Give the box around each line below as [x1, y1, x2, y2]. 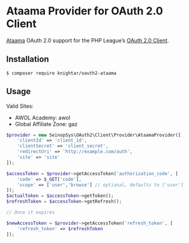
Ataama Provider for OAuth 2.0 [6, 4, 163, 18]
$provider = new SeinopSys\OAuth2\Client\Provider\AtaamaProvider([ [6, 132, 181, 138]
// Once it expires [6, 209, 55, 215]
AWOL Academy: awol [14, 114, 71, 121]
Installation [6, 54, 49, 64]
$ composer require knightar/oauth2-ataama [6, 70, 117, 76]
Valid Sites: [6, 102, 34, 109]
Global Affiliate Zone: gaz [14, 120, 78, 127]
